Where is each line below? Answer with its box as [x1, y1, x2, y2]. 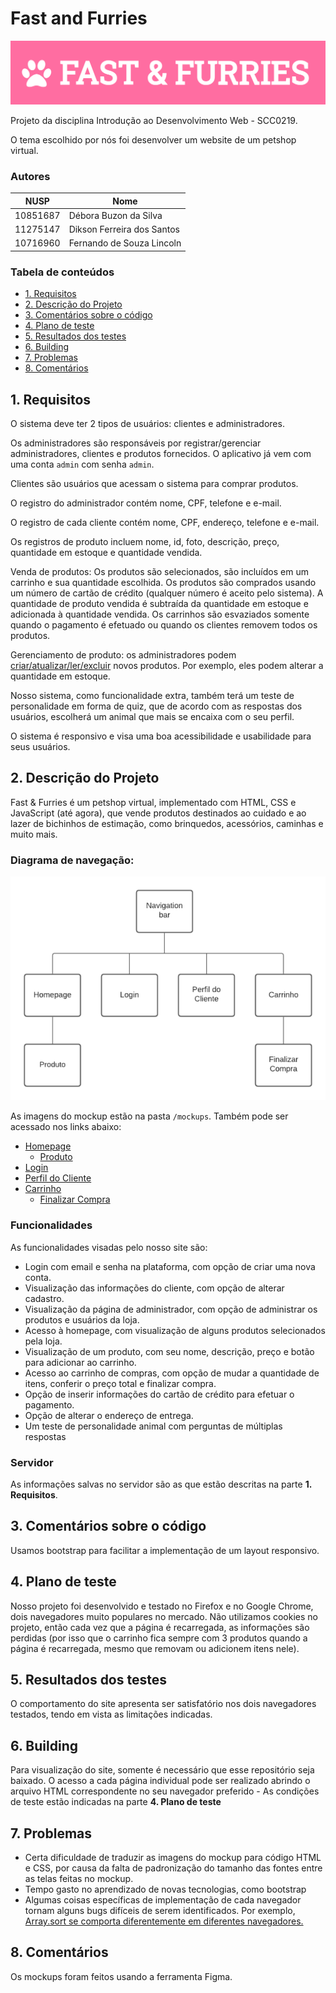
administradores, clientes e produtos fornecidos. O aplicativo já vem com [10, 447, 312, 459]
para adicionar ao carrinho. [24, 1356, 137, 1368]
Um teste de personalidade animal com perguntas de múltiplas [24, 1420, 283, 1432]
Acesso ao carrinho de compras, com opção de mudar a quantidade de [24, 1367, 320, 1379]
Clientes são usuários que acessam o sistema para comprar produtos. [10, 477, 299, 489]
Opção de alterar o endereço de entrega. [24, 1409, 194, 1421]
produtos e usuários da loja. [24, 1313, 140, 1326]
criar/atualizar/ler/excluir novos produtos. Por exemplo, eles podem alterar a [10, 659, 324, 671]
